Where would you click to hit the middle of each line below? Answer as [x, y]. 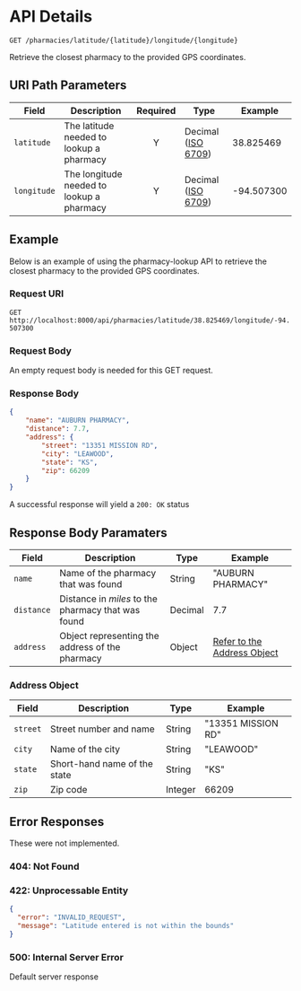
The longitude [93, 174]
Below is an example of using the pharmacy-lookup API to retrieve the [138, 261]
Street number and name [103, 729]
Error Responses [57, 822]
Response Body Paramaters [88, 533]
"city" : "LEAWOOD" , [78, 454]
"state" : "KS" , [70, 462]
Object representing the [109, 636]
